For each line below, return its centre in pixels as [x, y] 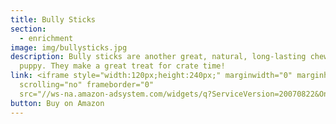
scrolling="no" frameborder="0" [87, 85]
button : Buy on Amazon [57, 103]
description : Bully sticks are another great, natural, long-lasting [158, 57]
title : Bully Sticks [53, 19]
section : [28, 29]
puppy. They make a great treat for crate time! [122, 66]
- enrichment [46, 38]
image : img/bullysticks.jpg [69, 47]
